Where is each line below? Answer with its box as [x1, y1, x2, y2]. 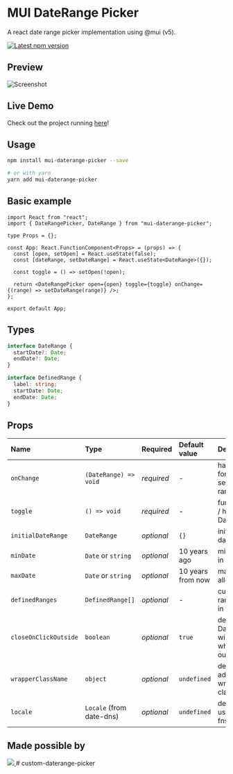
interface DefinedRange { [7, 374, 82, 382]
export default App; [7, 305, 67, 312]
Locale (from [85, 703, 127, 713]
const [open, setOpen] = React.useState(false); [13, 250, 157, 257]
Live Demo [7, 100, 54, 112]
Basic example [7, 195, 71, 207]
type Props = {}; [7, 232, 58, 239]
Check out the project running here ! [7, 118, 110, 127]
